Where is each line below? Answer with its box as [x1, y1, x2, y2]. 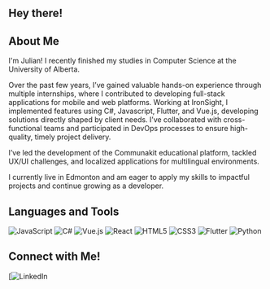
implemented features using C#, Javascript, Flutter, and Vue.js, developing [8, 106, 259, 116]
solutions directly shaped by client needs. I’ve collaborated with [8, 115, 222, 125]
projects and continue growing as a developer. [8, 181, 164, 190]
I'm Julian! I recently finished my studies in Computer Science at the [8, 56, 237, 66]
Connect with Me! [8, 250, 101, 264]
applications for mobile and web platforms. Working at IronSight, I [8, 98, 229, 107]
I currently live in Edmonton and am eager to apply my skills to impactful [8, 173, 250, 182]
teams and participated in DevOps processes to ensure [43, 124, 229, 134]
